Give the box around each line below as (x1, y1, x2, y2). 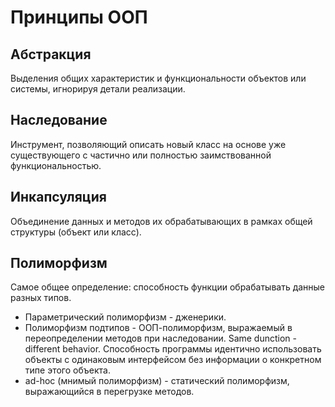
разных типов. (10, 292, 72, 304)
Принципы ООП (10, 6, 148, 29)
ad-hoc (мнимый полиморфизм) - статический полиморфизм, (24, 375, 290, 387)
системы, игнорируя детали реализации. (10, 83, 186, 95)
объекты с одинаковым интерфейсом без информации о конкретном (24, 354, 322, 366)
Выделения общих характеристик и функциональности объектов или (10, 72, 307, 84)
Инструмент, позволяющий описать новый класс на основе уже (10, 138, 287, 150)
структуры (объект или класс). (10, 226, 142, 238)
